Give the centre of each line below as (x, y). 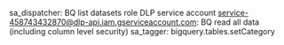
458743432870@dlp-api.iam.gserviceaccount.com (103, 22)
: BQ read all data (228, 22)
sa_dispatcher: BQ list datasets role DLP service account (113, 13)
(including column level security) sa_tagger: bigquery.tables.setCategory (142, 31)
